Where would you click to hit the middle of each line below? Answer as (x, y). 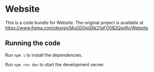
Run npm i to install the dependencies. (44, 55)
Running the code (33, 43)
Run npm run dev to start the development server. (55, 64)
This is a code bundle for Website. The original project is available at (74, 23)
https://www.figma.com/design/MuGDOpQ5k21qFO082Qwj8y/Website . (77, 27)
